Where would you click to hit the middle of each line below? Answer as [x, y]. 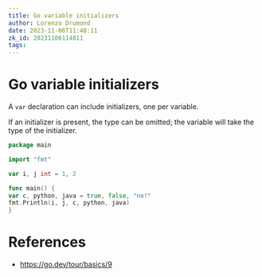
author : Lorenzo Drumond [49, 23]
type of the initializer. [43, 131]
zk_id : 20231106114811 [46, 38]
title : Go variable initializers [64, 16]
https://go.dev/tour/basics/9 [66, 264]
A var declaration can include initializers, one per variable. [104, 107]
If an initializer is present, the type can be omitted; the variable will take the [131, 122]
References [47, 242]
